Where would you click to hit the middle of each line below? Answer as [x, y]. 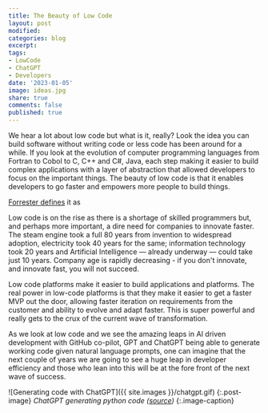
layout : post [30, 23]
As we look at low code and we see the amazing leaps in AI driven [117, 334]
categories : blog [37, 38]
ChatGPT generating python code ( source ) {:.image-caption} [134, 401]
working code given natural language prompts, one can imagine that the [127, 351]
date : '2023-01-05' [41, 83]
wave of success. [37, 377]
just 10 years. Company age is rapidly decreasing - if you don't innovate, [128, 260]
